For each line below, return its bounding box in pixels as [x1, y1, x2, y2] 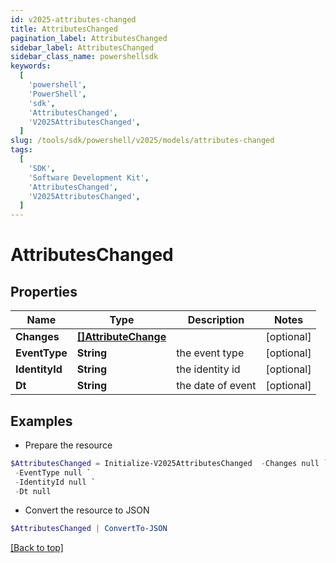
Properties [10, 283, 78, 300]
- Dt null [14, 486, 52, 496]
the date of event [176, 379, 257, 393]
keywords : [10, 61, 52, 71]
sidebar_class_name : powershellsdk [10, 52, 159, 62]
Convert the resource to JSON [24, 504, 150, 516]
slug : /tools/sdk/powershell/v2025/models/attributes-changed [10, 136, 275, 146]
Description [187, 313, 245, 327]
